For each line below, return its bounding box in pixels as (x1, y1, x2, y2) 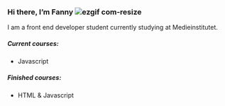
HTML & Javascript (17, 91, 75, 100)
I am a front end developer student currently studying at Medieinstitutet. (7, 23, 219, 32)
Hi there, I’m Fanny (7, 7, 74, 17)
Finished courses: (7, 73, 62, 81)
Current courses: (7, 39, 59, 47)
